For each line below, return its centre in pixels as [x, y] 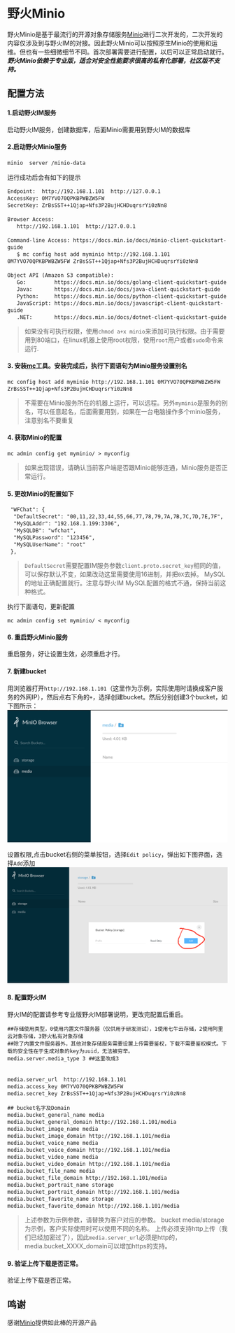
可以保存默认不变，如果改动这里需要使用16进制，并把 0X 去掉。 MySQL [125, 574]
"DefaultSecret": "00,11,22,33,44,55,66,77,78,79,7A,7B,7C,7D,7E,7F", [119, 517]
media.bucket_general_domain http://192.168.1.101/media [92, 1122]
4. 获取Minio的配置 [35, 438]
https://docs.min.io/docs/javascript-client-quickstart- [139, 303]
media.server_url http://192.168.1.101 [67, 1080]
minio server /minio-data [47, 163]
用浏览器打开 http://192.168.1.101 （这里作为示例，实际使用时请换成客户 [112, 688]
